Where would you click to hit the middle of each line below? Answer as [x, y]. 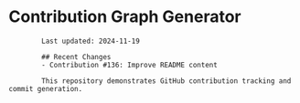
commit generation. [46, 88]
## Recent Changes [76, 57]
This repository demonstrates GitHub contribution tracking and [166, 81]
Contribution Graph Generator [125, 17]
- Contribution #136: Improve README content [130, 65]
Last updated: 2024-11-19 [91, 41]
